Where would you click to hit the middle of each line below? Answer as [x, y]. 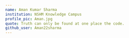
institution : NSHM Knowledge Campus [43, 14]
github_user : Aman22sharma [33, 28]
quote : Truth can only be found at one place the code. [65, 23]
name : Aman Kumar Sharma [31, 10]
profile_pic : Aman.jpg [29, 19]
